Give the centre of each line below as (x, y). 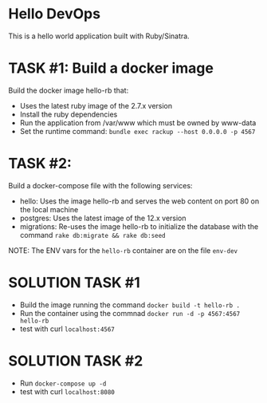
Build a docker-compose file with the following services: (100, 185)
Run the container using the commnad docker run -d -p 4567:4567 (130, 313)
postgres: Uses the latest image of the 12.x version (103, 218)
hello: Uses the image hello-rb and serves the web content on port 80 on (139, 201)
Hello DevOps (55, 14)
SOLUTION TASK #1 (75, 282)
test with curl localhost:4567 (67, 329)
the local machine (49, 209)
